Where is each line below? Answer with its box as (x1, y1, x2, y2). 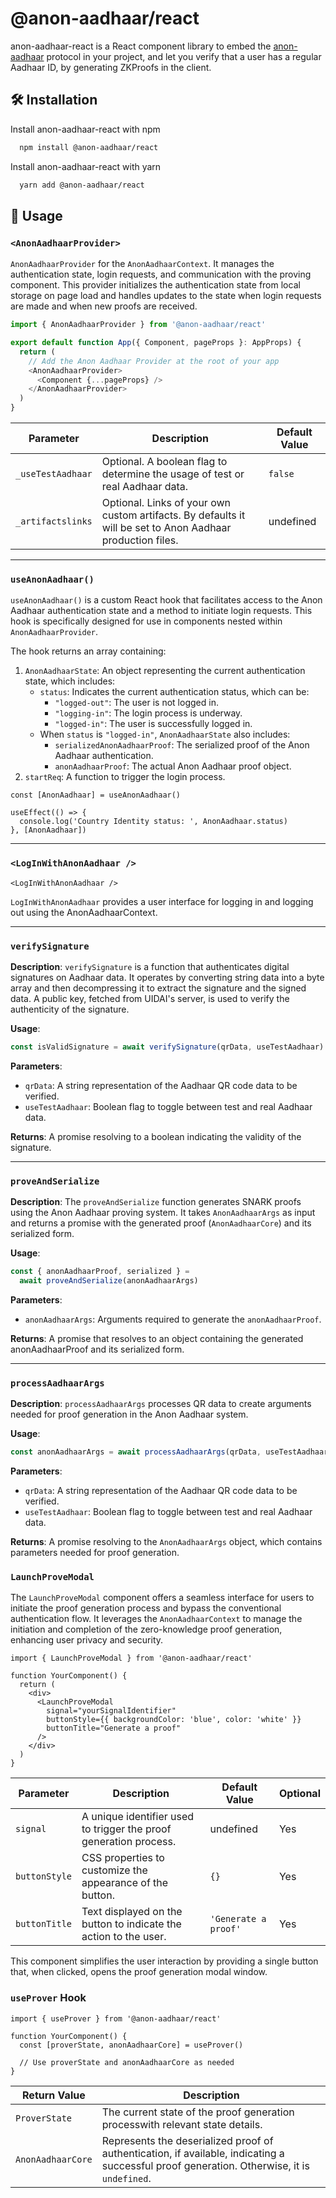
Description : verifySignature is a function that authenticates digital (10, 960, 290, 972)
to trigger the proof (81, 1822, 172, 1836)
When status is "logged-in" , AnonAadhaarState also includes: (39, 728, 291, 741)
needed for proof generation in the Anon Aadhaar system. (10, 1408, 249, 1421)
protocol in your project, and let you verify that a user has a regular (46, 50, 322, 62)
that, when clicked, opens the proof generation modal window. (10, 1966, 268, 1978)
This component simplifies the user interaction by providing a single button (10, 1955, 319, 1967)
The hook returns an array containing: (10, 645, 167, 657)
